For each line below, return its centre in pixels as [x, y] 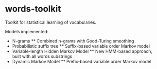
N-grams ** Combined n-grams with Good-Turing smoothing [73, 41]
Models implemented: [27, 31]
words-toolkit [33, 9]
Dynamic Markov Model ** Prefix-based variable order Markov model [82, 61]
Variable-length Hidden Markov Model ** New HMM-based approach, [82, 51]
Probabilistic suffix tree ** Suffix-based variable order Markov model [81, 46]
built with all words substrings [42, 56]
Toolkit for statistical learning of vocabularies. [51, 22]
